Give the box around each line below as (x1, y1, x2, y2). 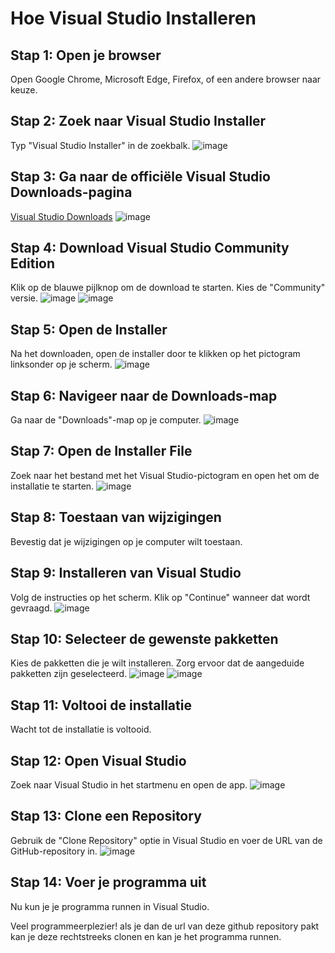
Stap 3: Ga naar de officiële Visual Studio (10, 168, 271, 186)
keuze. (10, 84, 38, 96)
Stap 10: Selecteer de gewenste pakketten (10, 630, 279, 647)
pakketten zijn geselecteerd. (10, 668, 128, 680)
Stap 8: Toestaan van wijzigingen (10, 509, 222, 526)
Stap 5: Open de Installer (10, 321, 168, 338)
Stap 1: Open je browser (10, 47, 162, 64)
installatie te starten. (10, 480, 95, 492)
